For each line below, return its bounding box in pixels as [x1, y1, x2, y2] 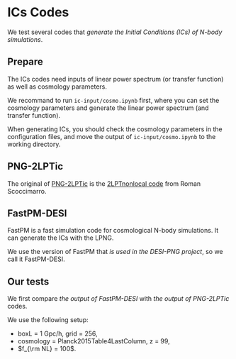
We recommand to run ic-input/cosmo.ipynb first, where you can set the [7, 96, 220, 104]
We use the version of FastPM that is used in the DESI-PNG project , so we [7, 248, 223, 256]
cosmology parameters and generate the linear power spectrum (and [7, 104, 209, 112]
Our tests [7, 275, 50, 287]
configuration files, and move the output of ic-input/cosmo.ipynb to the [7, 132, 216, 140]
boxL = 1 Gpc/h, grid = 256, [17, 329, 98, 338]
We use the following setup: [7, 316, 89, 324]
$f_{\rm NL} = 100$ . [17, 345, 77, 353]
